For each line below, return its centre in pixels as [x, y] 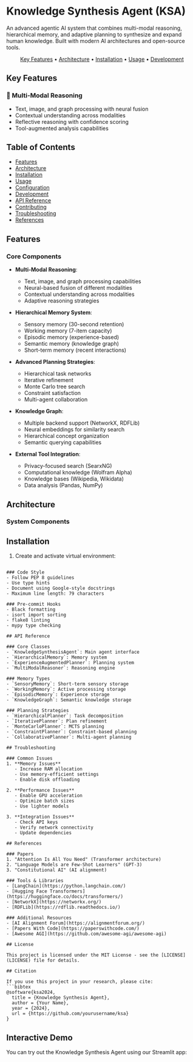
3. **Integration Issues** [40, 817]
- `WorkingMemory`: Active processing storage [66, 690]
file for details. [56, 961]
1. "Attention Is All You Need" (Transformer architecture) [84, 860]
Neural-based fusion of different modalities [78, 288]
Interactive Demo [39, 1037]
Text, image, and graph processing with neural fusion [82, 109]
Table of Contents [41, 147]
